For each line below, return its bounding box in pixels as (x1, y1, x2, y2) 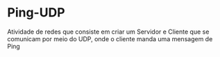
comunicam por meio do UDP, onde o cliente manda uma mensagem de (7, 34, 213, 43)
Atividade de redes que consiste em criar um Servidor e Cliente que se (7, 27, 210, 36)
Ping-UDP (7, 5, 65, 21)
